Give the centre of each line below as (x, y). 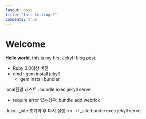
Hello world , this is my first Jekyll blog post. (51, 58)
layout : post (19, 10)
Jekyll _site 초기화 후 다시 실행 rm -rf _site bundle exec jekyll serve (73, 111)
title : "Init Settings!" (31, 15)
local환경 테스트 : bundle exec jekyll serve (48, 90)
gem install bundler (40, 79)
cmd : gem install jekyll (36, 74)
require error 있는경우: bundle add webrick (56, 100)
